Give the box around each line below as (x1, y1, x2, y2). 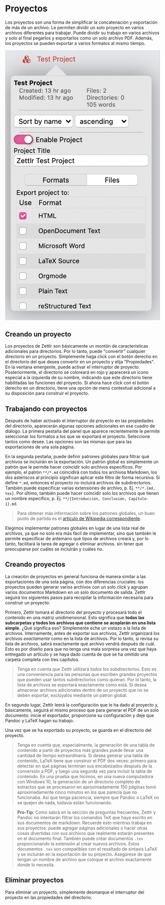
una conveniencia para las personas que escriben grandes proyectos (17, 671, 158, 677)
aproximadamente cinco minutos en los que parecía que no (17, 789, 137, 795)
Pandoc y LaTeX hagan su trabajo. (5, 717, 75, 723)
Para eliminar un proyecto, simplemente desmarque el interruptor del (5, 889, 144, 895)
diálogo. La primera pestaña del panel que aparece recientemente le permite (5, 428, 160, 434)
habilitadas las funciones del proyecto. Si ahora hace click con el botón (5, 380, 149, 386)
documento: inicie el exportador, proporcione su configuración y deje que (5, 712, 154, 718)
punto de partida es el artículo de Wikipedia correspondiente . (17, 515, 141, 521)
